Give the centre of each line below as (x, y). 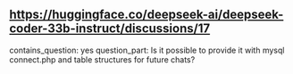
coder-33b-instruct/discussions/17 (110, 29)
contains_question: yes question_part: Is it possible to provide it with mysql (147, 50)
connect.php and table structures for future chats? (102, 59)
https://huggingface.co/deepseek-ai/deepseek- (146, 15)
